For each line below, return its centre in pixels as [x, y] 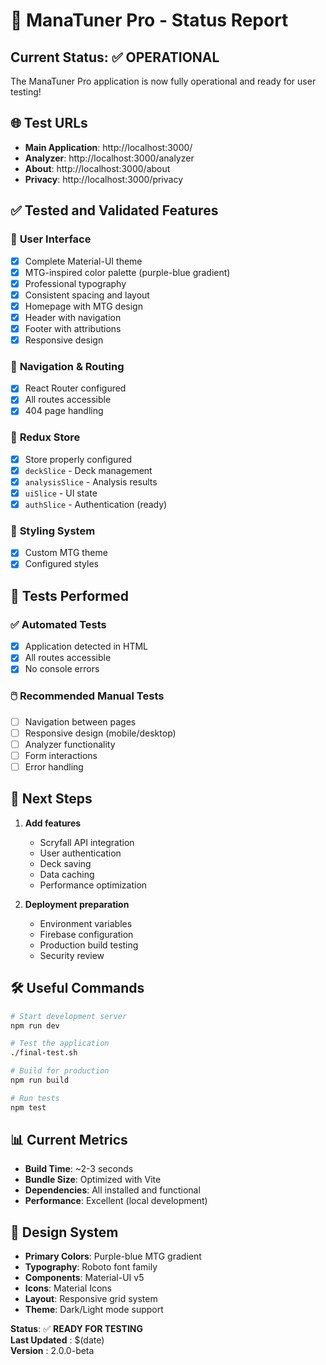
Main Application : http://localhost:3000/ [108, 147]
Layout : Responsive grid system [91, 1299]
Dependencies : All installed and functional [112, 1190]
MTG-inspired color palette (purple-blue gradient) [127, 272]
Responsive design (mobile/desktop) [100, 733]
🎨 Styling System [53, 531]
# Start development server [69, 1016]
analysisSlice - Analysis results [91, 481]
